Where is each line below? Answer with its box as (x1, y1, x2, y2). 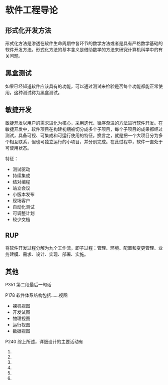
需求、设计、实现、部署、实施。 (22, 251, 88, 257)
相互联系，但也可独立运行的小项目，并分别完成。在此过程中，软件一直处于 (9, 138, 163, 144)
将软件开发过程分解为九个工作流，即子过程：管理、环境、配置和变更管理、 (5, 245, 158, 251)
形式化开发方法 (5, 26, 51, 35)
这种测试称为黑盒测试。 (13, 89, 62, 95)
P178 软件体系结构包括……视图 (5, 292, 68, 298)
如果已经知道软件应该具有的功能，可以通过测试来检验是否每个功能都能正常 (5, 83, 158, 89)
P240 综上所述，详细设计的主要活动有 (5, 339, 83, 345)
